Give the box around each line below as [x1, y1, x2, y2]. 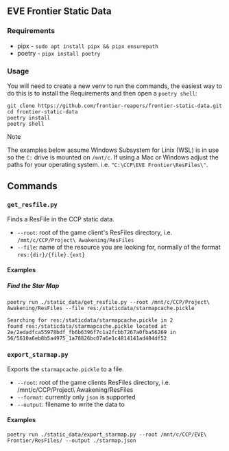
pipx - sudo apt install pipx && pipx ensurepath [16, 41, 159, 50]
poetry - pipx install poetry [16, 49, 101, 57]
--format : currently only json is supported [16, 393, 136, 401]
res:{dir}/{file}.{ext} [16, 251, 86, 258]
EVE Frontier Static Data [7, 5, 112, 17]
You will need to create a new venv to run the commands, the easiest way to [7, 82, 223, 90]
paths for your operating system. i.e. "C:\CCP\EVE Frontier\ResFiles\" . [7, 160, 208, 168]
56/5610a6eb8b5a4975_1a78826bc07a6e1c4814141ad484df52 [7, 335, 167, 342]
